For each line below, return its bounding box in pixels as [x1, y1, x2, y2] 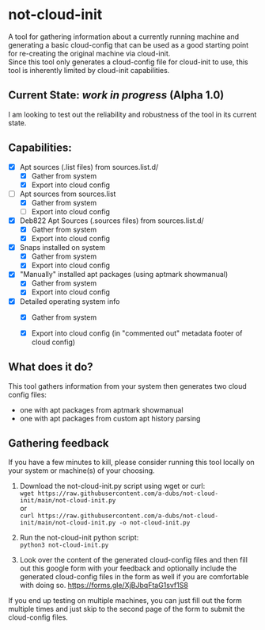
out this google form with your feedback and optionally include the [19, 563, 237, 573]
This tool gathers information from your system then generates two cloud [8, 381, 247, 390]
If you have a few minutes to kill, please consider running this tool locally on [8, 458, 255, 467]
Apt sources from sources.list [19, 189, 116, 198]
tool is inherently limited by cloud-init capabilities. [8, 65, 170, 75]
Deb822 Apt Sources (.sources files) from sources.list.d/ [19, 216, 204, 225]
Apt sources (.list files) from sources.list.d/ [19, 162, 159, 171]
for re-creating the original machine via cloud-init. [8, 48, 171, 58]
